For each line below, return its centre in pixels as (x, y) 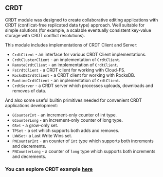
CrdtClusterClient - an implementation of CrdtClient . (66, 59)
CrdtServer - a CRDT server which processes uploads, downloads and (82, 86)
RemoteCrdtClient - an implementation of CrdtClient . (65, 65)
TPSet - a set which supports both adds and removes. (66, 130)
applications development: (32, 105)
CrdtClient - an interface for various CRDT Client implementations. (79, 54)
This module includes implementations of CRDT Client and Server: (71, 45)
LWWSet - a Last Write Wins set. (42, 135)
